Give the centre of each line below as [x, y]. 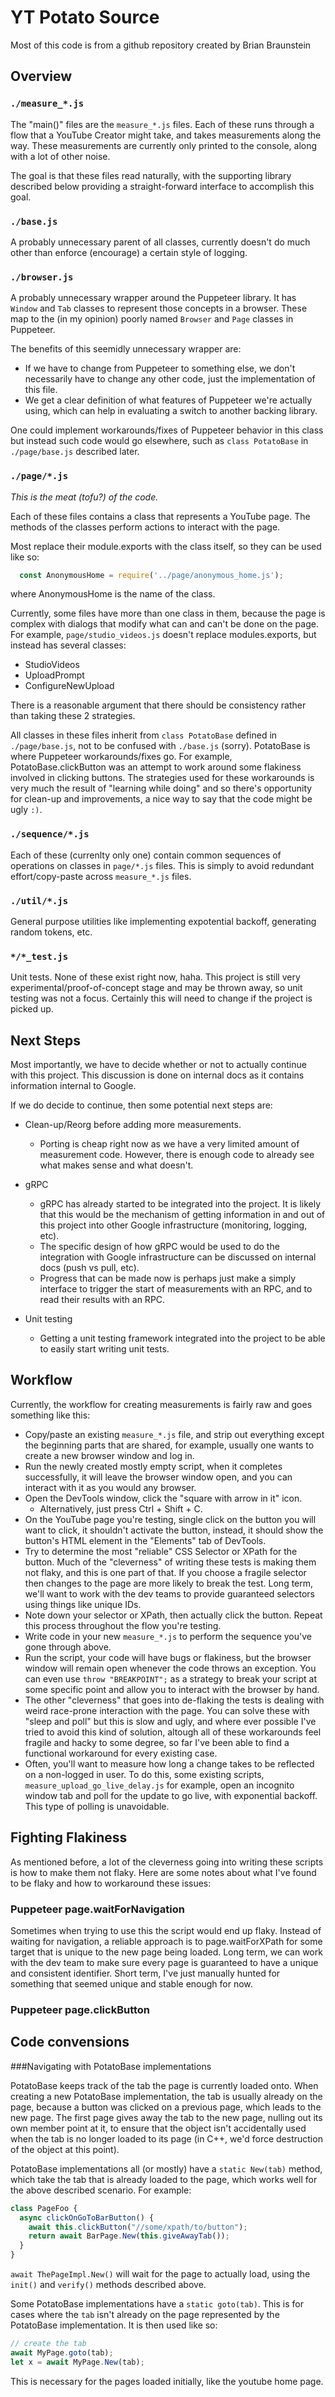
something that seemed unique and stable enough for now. [131, 1984]
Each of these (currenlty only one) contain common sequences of [146, 855]
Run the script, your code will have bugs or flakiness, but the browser [168, 1657]
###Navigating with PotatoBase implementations [111, 2066]
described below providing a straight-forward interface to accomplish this [162, 186]
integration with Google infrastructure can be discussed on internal [178, 1257]
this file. [41, 390]
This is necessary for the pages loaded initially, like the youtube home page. [167, 2381]
